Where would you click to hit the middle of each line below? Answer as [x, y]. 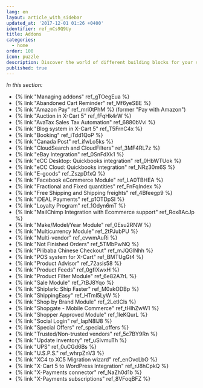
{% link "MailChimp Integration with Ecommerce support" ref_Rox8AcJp [105, 212]
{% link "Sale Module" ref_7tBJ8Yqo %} [64, 283]
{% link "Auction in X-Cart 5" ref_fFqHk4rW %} [73, 116]
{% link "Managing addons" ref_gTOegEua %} [72, 97]
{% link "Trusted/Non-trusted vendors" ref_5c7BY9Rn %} [86, 334]
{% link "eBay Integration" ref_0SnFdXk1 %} [69, 154]
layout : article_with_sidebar [44, 17]
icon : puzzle [23, 57]
